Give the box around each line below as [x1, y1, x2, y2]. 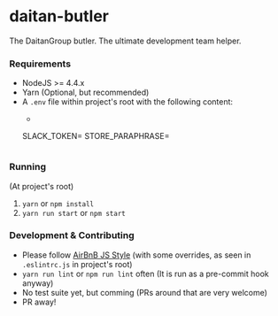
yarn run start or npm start [21, 207, 127, 218]
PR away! [21, 297, 57, 307]
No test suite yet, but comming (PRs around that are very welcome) [21, 287, 268, 297]
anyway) [21, 277, 54, 289]
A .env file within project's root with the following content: [21, 96, 233, 107]
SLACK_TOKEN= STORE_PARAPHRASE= [21, 131, 170, 142]
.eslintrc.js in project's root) [21, 258, 133, 269]
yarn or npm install [21, 197, 95, 209]
